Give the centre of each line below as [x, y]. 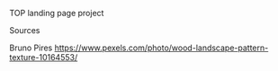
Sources [25, 30]
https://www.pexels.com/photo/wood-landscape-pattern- [161, 48]
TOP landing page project [57, 13]
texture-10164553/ [44, 57]
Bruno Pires [31, 48]
